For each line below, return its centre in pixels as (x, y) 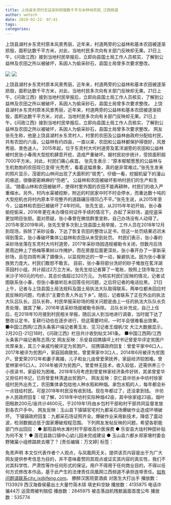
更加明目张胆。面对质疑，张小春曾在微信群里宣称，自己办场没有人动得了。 (83, 219)
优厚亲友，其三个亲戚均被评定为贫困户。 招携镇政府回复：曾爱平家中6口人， (85, 346)
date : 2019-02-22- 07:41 (32, 19)
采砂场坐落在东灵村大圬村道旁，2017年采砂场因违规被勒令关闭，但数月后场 (84, 244)
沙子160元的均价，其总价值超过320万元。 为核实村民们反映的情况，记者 (85, 276)
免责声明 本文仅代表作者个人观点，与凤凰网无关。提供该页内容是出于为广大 (84, 453)
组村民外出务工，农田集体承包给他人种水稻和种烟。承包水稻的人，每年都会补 (85, 384)
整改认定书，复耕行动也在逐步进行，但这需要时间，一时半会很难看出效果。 (83, 321)
